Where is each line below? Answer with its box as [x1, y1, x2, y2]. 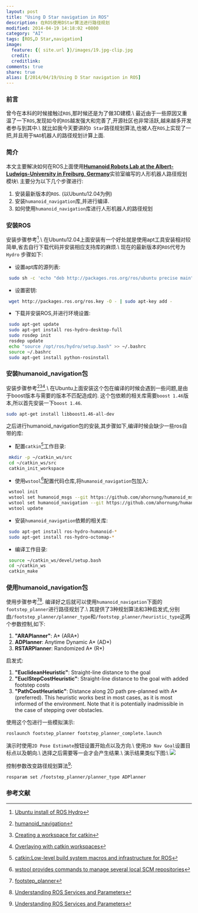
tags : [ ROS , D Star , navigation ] [6, 36, 83, 42]
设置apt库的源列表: [14, 263, 61, 270]
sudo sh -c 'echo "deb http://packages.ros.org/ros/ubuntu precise [8, 275, 178, 281]
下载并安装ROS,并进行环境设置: [14, 310, 91, 317]
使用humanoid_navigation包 [6, 584, 88, 592]
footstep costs [14, 681, 50, 689]
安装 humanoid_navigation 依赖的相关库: [14, 517, 108, 524]
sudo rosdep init [8, 332, 51, 339]
